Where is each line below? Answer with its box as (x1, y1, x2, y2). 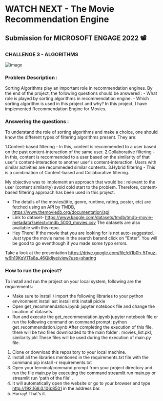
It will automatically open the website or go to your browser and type (12, 380, 150, 386)
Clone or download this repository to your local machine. (12, 349, 126, 355)
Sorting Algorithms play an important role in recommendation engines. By (5, 85, 153, 91)
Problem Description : (5, 74, 58, 81)
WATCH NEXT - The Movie (5, 3, 115, 15)
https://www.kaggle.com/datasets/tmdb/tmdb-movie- (44, 215, 153, 221)
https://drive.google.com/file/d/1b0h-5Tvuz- (68, 250, 158, 256)
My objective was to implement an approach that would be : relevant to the (5, 179, 156, 185)
